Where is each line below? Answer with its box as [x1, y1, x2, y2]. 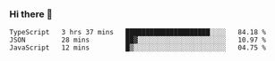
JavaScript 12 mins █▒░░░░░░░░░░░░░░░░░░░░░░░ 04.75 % [9, 43, 267, 52]
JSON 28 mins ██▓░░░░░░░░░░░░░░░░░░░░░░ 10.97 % [9, 35, 267, 45]
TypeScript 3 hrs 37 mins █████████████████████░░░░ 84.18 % [9, 28, 267, 37]
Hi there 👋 [9, 8, 54, 20]
